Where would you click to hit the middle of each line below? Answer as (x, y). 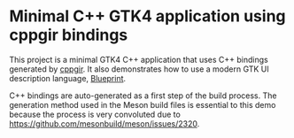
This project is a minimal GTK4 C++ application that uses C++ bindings (139, 59)
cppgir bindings (69, 35)
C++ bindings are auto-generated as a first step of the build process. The (143, 96)
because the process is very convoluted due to (95, 114)
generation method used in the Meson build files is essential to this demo (143, 104)
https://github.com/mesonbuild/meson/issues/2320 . (104, 123)
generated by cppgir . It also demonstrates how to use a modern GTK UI (139, 69)
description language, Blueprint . (68, 78)
